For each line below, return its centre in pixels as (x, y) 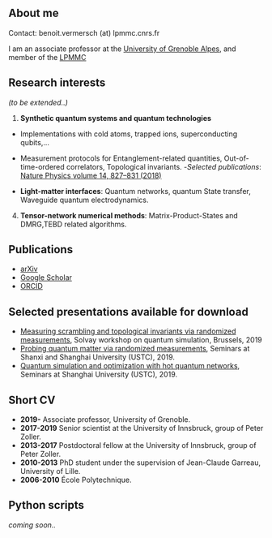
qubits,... (35, 142)
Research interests (57, 83)
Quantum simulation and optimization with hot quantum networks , (130, 366)
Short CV (32, 400)
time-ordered (42, 166)
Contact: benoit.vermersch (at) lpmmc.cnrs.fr (84, 32)
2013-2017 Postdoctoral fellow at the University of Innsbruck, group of (138, 445)
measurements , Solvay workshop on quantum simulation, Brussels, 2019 (141, 340)
